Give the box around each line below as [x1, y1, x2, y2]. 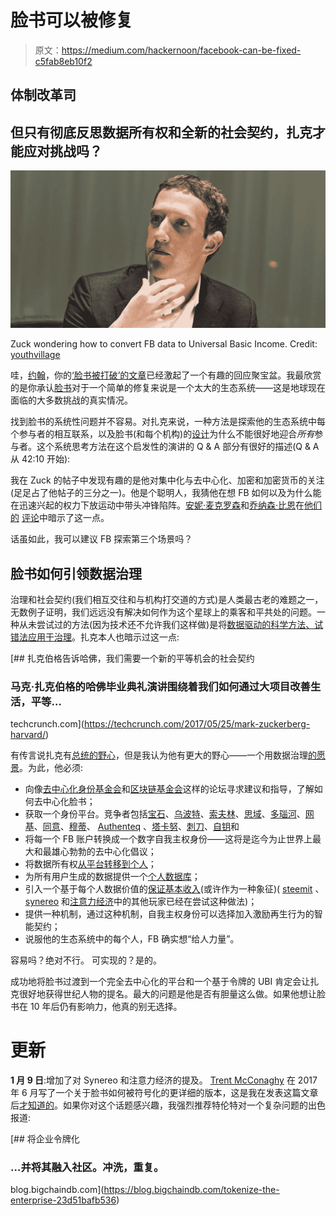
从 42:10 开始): [10, 453, 71, 465]
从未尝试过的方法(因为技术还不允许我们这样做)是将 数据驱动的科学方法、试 [18, 618, 324, 630]
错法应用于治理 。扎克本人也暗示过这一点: [10, 631, 180, 643]
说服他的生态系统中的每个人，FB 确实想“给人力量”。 [24, 933, 240, 945]
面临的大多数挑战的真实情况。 [10, 394, 133, 406]
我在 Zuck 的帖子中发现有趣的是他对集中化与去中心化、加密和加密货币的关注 [10, 474, 325, 486]
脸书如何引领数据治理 [10, 565, 142, 582]
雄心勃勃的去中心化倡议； [51, 846, 157, 858]
